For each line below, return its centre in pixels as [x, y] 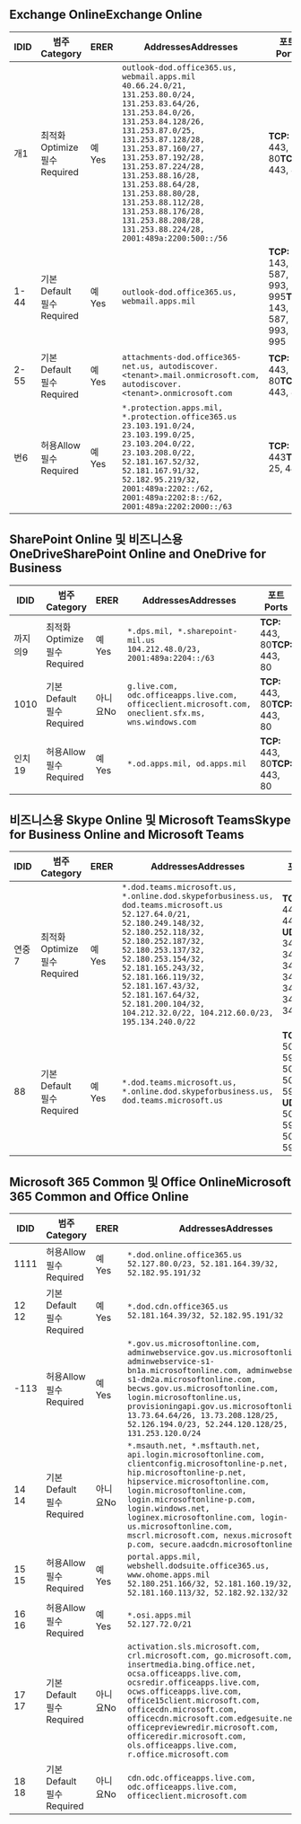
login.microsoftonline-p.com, [191, 1500]
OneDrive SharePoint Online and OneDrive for [138, 555]
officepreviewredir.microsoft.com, [203, 1727]
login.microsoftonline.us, [185, 1397]
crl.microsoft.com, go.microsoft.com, [210, 1656]
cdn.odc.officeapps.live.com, [191, 1778]
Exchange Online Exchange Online [106, 15]
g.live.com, [152, 686]
